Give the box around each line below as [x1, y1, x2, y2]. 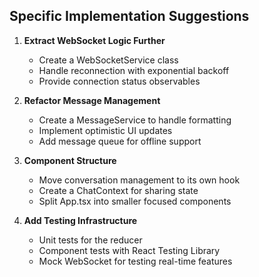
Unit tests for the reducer [38, 234, 143, 246]
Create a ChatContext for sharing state [38, 184, 199, 196]
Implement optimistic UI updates [38, 124, 173, 136]
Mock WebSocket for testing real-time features [38, 255, 233, 267]
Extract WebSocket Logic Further [23, 34, 166, 46]
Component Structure [23, 154, 117, 166]
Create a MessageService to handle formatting [38, 114, 232, 126]
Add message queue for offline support [38, 135, 202, 147]
